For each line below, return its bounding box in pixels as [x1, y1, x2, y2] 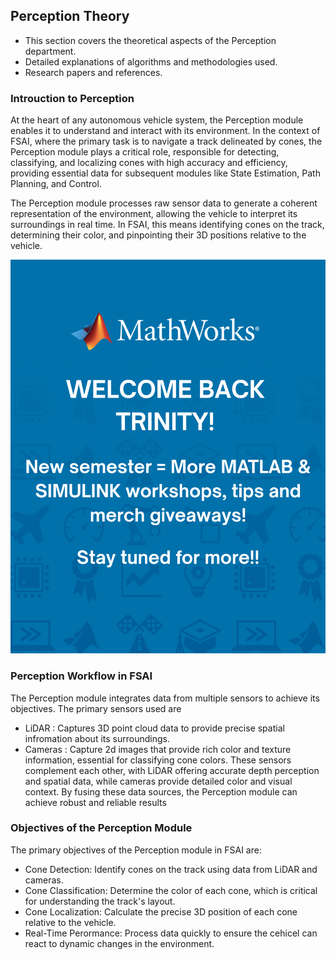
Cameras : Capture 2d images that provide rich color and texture [24, 743, 292, 755]
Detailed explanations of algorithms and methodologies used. [24, 55, 278, 68]
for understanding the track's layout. [24, 895, 176, 907]
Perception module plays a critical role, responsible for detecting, [10, 146, 280, 158]
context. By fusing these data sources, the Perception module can [24, 785, 298, 798]
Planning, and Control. [10, 178, 102, 190]
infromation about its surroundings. [24, 732, 170, 744]
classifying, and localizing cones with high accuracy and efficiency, [10, 157, 288, 169]
